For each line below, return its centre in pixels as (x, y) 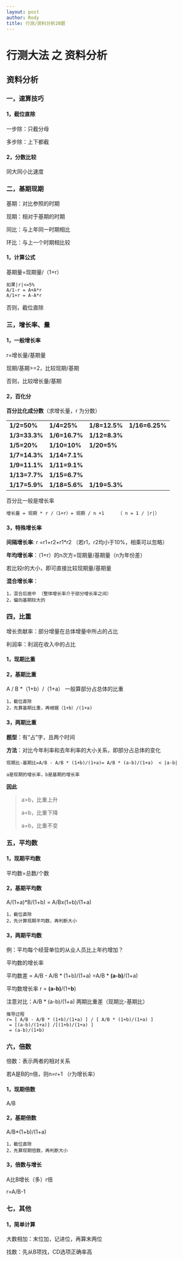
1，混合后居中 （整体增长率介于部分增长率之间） (59, 594)
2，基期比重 (21, 674)
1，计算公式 (21, 257)
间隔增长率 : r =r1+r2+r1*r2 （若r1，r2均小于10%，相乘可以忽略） (87, 542)
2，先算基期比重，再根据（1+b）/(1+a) (50, 708)
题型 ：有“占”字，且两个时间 (41, 737)
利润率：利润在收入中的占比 (41, 644)
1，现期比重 (21, 659)
